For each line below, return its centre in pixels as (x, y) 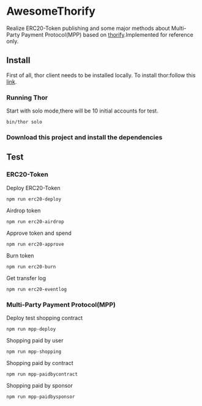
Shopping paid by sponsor (40, 385)
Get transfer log (26, 278)
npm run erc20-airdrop (35, 221)
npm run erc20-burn (31, 267)
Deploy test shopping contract (45, 318)
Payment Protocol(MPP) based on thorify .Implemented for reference (107, 34)
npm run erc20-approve (35, 244)
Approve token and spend (39, 233)
